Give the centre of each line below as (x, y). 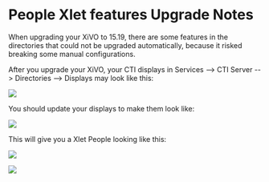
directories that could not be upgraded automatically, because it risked (125, 45)
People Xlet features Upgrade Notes (131, 15)
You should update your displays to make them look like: (102, 108)
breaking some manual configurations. (72, 54)
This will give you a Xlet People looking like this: (88, 139)
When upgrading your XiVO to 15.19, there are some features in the (118, 37)
